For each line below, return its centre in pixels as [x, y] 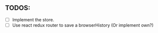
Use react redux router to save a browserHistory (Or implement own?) [83, 25]
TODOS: [18, 8]
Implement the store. [33, 19]
